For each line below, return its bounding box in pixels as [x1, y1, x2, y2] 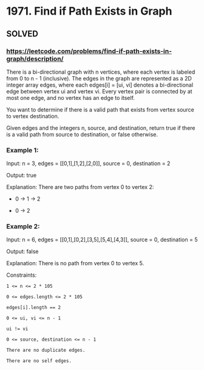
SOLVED [6, 29, 38, 39]
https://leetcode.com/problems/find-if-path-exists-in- [6, 47, 172, 55]
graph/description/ [6, 54, 64, 63]
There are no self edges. [6, 358, 72, 364]
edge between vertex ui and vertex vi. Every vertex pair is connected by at [6, 87, 192, 95]
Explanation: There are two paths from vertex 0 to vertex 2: [6, 183, 154, 191]
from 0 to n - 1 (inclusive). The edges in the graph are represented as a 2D [6, 74, 192, 82]
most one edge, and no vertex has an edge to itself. [6, 94, 135, 101]
